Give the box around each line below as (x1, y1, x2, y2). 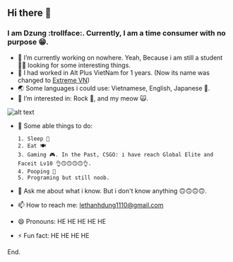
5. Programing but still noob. (17, 174, 110, 181)
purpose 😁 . (7, 37, 49, 47)
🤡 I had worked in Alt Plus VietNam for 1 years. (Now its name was (17, 68, 210, 76)
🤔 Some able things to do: (17, 121, 93, 130)
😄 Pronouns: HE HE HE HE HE (17, 217, 107, 225)
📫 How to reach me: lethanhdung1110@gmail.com (17, 200, 164, 209)
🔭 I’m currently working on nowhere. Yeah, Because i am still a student (17, 53, 223, 62)
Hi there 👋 (7, 7, 52, 19)
